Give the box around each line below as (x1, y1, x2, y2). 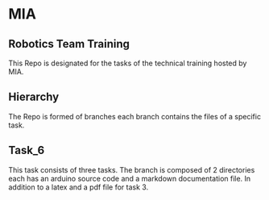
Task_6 (8, 144, 45, 157)
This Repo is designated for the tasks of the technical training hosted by (8, 58, 247, 68)
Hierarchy (8, 90, 60, 104)
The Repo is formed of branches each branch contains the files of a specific (8, 111, 262, 121)
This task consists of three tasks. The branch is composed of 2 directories (8, 165, 255, 174)
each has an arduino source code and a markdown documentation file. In (8, 173, 251, 183)
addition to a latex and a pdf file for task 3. (8, 182, 149, 192)
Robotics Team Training (8, 37, 130, 51)
